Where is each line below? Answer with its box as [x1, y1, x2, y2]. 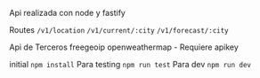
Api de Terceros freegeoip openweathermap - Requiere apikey [9, 42, 239, 52]
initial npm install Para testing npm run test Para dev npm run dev [9, 59, 252, 69]
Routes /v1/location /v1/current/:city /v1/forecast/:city [9, 25, 229, 35]
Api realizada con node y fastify [9, 8, 126, 18]
